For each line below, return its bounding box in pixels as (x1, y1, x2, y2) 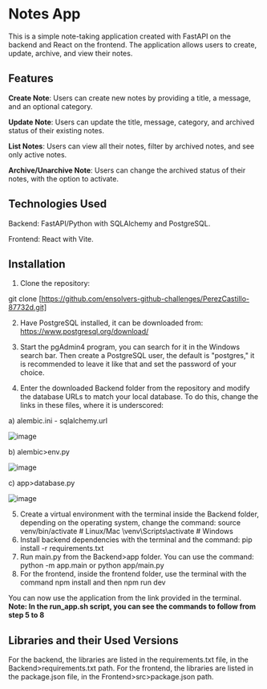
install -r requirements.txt (19, 544, 104, 553)
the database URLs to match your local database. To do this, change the (19, 392, 259, 402)
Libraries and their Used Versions (8, 634, 179, 647)
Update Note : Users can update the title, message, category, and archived (8, 117, 255, 127)
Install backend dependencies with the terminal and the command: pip (19, 535, 253, 544)
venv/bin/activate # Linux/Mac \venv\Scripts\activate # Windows (19, 527, 234, 536)
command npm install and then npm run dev (19, 577, 166, 587)
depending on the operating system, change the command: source (19, 518, 241, 528)
